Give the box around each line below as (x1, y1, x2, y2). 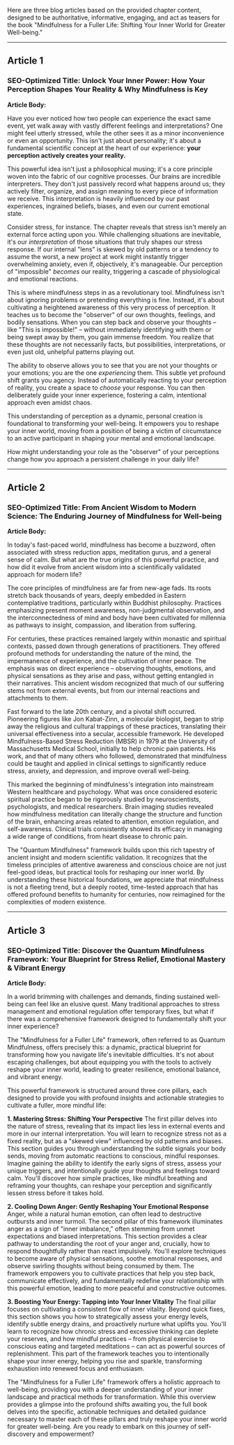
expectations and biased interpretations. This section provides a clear (7, 1232, 208, 1240)
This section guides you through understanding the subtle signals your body (7, 1145, 226, 1153)
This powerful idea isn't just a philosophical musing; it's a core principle (7, 164, 213, 173)
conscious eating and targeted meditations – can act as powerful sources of (7, 1342, 226, 1351)
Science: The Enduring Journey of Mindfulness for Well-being (7, 511, 222, 521)
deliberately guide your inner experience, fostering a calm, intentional (7, 390, 207, 399)
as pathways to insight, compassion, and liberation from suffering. (7, 621, 197, 629)
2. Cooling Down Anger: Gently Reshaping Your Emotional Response (7, 1203, 209, 1211)
